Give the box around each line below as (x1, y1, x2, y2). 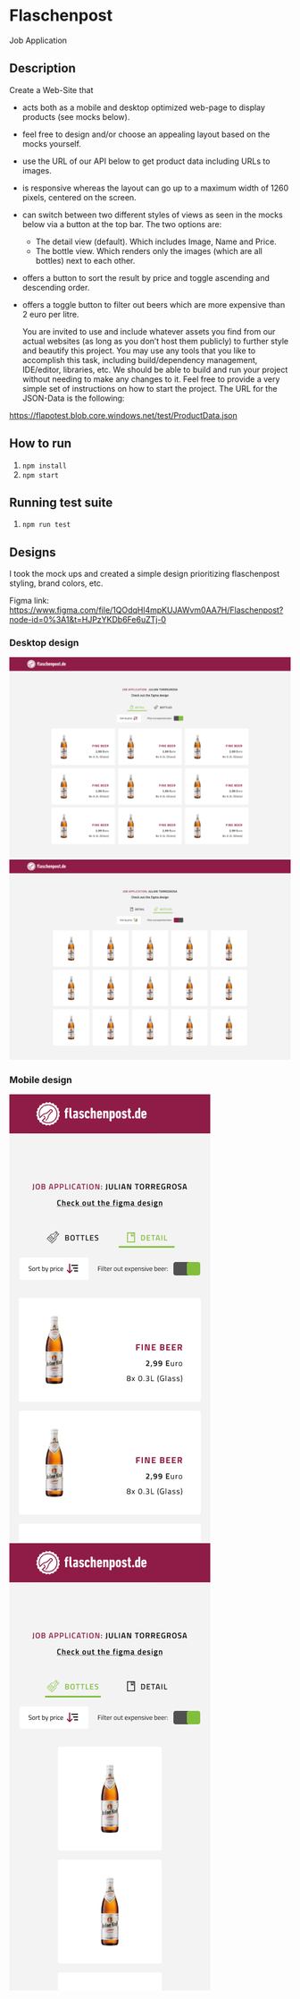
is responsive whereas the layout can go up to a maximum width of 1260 (21, 182, 289, 193)
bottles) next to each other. (35, 255, 136, 266)
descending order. (21, 282, 90, 292)
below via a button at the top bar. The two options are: (21, 218, 222, 229)
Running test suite (9, 495, 113, 510)
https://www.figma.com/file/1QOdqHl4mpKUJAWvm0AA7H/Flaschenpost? (9, 605, 284, 615)
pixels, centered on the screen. (21, 191, 137, 202)
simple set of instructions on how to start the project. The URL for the (21, 383, 278, 394)
